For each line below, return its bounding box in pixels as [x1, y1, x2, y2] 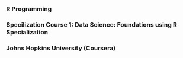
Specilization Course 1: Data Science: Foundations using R [6, 20, 178, 28]
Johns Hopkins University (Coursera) [6, 44, 116, 52]
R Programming [6, 5, 52, 13]
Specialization [6, 28, 49, 36]
